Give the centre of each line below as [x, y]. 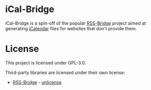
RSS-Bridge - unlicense [37, 82]
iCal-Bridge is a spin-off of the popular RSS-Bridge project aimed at [76, 23]
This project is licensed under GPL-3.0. [46, 63]
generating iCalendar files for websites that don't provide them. [71, 28]
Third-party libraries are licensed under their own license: [65, 72]
